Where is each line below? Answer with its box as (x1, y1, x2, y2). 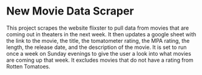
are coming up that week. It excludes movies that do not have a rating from (6, 56, 194, 64)
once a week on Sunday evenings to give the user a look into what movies (6, 50, 192, 57)
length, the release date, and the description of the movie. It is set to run (6, 44, 187, 51)
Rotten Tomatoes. (6, 62, 50, 70)
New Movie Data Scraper (6, 4, 135, 18)
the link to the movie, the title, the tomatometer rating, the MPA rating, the (6, 37, 190, 44)
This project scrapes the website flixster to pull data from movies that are (6, 24, 189, 31)
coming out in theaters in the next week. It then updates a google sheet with (6, 30, 197, 37)
